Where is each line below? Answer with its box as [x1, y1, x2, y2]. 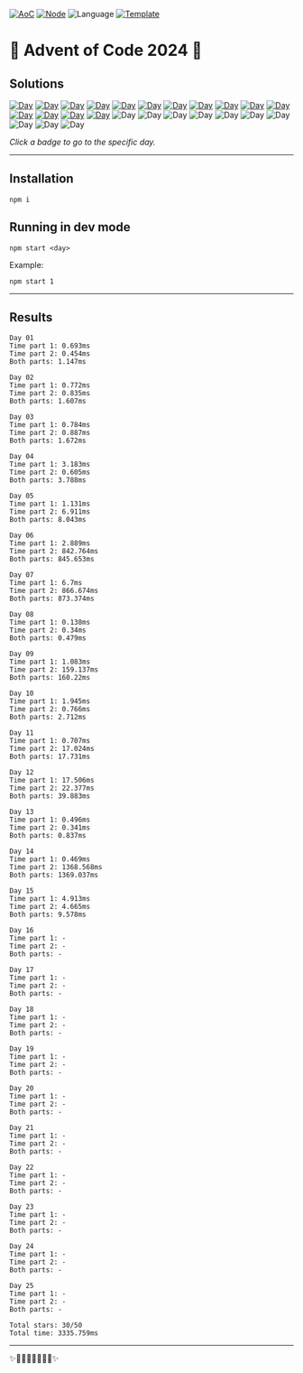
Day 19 [9, 1044, 34, 1053]
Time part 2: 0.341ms [9, 823, 91, 832]
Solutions [9, 76, 65, 91]
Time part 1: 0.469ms [9, 855, 91, 864]
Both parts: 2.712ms [9, 713, 87, 722]
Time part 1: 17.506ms [9, 776, 95, 785]
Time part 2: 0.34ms [9, 626, 87, 635]
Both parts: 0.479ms [9, 634, 87, 643]
